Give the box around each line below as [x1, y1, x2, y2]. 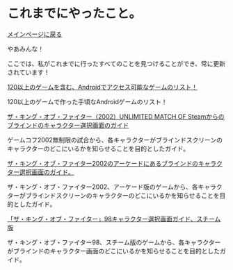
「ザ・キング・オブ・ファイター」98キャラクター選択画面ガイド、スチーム [7, 214, 221, 223]
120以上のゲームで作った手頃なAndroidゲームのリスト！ [7, 97, 168, 106]
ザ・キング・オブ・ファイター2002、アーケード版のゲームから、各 [7, 183, 198, 191]
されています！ [7, 68, 50, 76]
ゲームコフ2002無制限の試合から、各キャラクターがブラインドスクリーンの [7, 135, 223, 144]
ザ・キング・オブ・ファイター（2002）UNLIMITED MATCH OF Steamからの [7, 112, 225, 121]
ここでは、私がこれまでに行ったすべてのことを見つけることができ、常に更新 [7, 59, 226, 67]
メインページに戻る [7, 30, 63, 38]
